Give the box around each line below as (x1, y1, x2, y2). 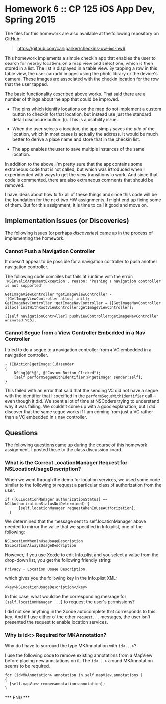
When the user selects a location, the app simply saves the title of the (12, 126, 155, 132)
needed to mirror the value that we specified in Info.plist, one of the (5, 524, 143, 530)
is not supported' (5, 283, 43, 288)
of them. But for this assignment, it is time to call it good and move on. (5, 202, 148, 208)
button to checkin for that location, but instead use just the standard (12, 111, 151, 117)
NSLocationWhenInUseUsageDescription (5, 539, 83, 544)
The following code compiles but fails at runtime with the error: (5, 274, 134, 280)
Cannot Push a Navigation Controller (5, 247, 95, 254)
